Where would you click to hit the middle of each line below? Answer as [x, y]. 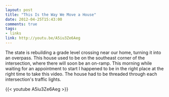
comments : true [21, 24]
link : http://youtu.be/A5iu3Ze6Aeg [43, 38]
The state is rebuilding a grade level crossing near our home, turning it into [83, 52]
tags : [11, 29]
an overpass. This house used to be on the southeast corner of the [75, 58]
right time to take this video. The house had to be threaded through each [81, 74]
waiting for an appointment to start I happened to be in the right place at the [84, 68]
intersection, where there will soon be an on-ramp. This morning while [79, 63]
